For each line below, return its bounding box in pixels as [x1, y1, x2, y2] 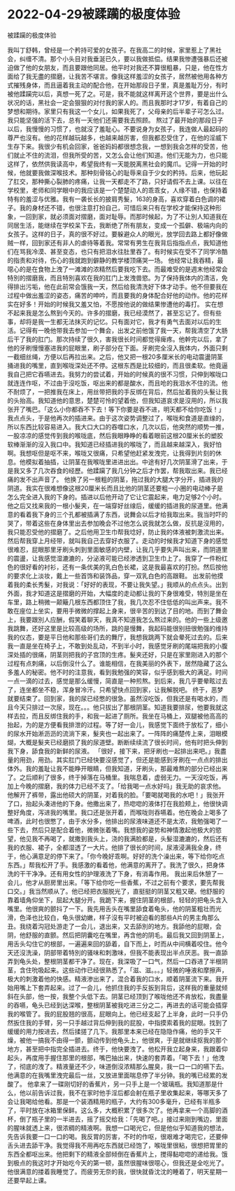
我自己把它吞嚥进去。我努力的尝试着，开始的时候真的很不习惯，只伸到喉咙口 [7, 369, 228, 379]
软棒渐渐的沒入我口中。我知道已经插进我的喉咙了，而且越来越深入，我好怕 [7, 440, 222, 449]
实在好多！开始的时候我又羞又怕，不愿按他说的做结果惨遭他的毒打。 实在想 [7, 299, 224, 308]
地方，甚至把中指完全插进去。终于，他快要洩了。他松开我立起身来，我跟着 [7, 1044, 222, 1053]
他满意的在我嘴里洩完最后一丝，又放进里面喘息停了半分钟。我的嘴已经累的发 [7, 1070, 228, 1080]
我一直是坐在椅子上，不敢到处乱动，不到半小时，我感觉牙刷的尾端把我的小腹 [7, 641, 228, 650]
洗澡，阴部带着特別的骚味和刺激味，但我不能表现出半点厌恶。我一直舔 [25, 948, 228, 957]
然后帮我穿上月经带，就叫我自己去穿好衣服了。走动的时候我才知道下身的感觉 [7, 536, 228, 545]
